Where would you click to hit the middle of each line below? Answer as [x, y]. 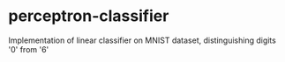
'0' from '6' [29, 49]
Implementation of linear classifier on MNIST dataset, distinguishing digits [142, 40]
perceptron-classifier [89, 16]
